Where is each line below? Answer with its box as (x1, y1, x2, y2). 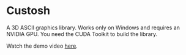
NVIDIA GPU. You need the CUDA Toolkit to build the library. (6, 30, 158, 37)
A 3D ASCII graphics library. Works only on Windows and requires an (6, 24, 180, 31)
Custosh (6, 4, 51, 18)
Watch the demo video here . (6, 42, 78, 50)
